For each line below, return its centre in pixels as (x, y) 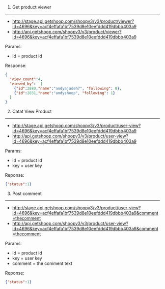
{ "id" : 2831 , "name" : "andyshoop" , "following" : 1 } (65, 93)
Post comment (27, 193)
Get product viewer (32, 7)
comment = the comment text (42, 263)
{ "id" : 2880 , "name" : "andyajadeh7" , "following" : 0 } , (68, 88)
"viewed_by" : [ (26, 84)
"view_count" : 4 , (26, 79)
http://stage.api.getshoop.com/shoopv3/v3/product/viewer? (73, 21)
